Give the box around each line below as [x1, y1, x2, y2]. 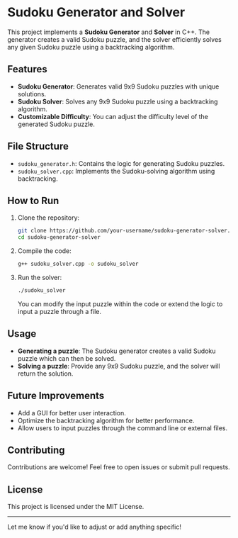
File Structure [7, 140, 69, 152]
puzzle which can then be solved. [17, 354, 116, 362]
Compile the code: [17, 247, 72, 255]
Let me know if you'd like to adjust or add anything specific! [7, 522, 182, 532]
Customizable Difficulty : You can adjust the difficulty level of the [17, 112, 209, 121]
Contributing [7, 444, 65, 456]
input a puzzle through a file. [17, 307, 101, 315]
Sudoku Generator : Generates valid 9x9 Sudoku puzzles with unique [17, 82, 220, 91]
